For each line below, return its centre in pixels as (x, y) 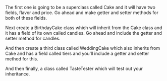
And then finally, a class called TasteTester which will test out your (74, 68)
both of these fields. (26, 18)
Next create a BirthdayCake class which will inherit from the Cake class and (84, 28)
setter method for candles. (33, 38)
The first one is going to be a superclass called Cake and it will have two (80, 7)
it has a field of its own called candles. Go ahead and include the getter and (84, 33)
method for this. (22, 59)
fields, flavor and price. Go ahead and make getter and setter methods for (82, 13)
